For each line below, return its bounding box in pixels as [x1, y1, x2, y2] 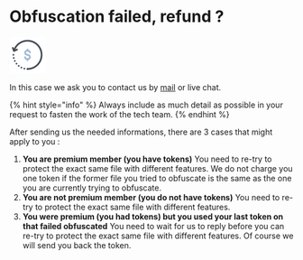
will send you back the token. [22, 239, 132, 250]
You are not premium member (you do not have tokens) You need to [22, 191, 280, 202]
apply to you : [9, 135, 60, 146]
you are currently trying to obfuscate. [22, 182, 162, 193]
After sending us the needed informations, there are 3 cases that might [9, 126, 273, 137]
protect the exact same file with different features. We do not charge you [22, 162, 293, 173]
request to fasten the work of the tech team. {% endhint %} [9, 108, 230, 119]
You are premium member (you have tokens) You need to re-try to [22, 153, 272, 164]
